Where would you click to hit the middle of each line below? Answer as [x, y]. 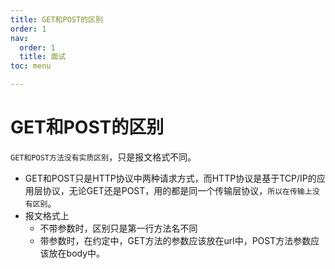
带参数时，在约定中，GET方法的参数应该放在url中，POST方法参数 [175, 240]
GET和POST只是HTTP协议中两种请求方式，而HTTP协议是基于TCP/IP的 [170, 178]
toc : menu [31, 66]
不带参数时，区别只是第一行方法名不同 [118, 228]
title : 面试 [43, 57]
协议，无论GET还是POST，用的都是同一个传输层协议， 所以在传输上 [177, 190]
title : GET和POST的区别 [56, 19]
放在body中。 [77, 253]
